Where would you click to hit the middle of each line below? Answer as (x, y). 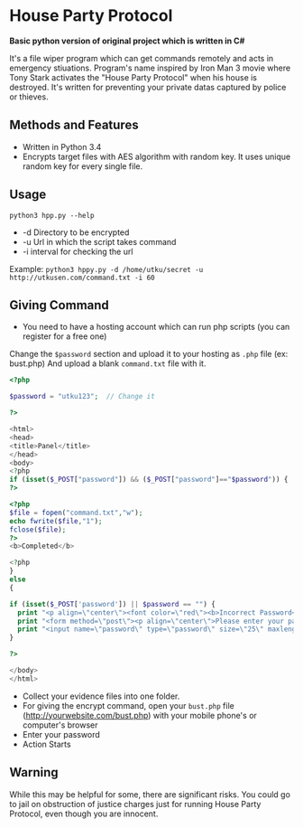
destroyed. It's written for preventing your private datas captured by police (148, 87)
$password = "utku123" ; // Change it (82, 397)
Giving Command (60, 305)
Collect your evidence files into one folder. (101, 696)
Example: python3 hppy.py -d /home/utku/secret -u (106, 268)
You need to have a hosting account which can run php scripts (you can (156, 327)
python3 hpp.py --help (52, 215)
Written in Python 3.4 (62, 146)
